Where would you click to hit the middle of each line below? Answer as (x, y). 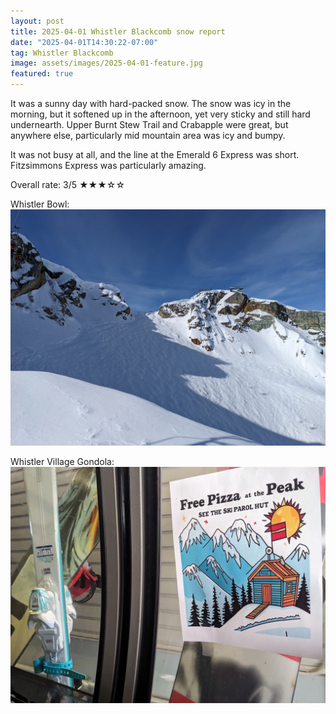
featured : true (42, 74)
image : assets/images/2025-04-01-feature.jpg (106, 63)
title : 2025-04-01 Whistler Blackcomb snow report (118, 31)
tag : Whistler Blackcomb (62, 53)
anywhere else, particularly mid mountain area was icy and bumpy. (148, 135)
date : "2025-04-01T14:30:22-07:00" (84, 42)
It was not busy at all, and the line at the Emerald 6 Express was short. (155, 154)
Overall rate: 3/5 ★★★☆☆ (68, 184)
